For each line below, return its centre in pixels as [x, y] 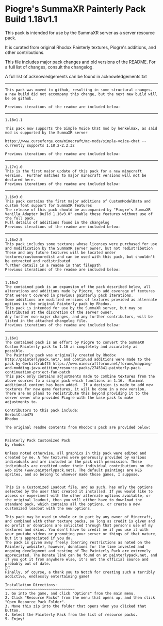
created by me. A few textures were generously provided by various [76, 457]
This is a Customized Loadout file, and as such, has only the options [79, 487]
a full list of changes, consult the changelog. [49, 67]
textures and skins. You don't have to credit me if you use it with [77, 530]
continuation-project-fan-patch [38, 372]
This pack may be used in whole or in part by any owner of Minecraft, [79, 517]
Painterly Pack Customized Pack [38, 440]
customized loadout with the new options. [49, 508]
